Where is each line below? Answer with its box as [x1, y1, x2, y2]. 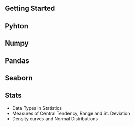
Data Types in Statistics [12, 104, 62, 111]
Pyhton [5, 22, 29, 30]
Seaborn [5, 74, 33, 82]
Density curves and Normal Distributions [12, 115, 98, 122]
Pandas [5, 56, 29, 65]
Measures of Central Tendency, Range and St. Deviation [12, 110, 131, 116]
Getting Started [5, 4, 55, 13]
